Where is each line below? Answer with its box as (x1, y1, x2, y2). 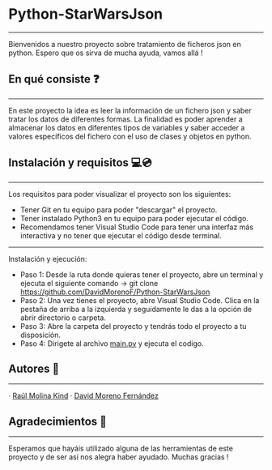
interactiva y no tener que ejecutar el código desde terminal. (19, 230, 222, 240)
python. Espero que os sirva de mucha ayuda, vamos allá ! (8, 48, 203, 58)
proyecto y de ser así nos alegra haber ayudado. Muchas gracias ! (8, 452, 229, 462)
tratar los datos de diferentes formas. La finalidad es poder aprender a (8, 114, 243, 124)
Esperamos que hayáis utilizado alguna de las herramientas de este (8, 443, 233, 454)
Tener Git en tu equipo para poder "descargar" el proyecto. (19, 204, 218, 215)
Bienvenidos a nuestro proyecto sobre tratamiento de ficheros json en (8, 39, 241, 49)
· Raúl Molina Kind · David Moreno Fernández (8, 391, 159, 401)
